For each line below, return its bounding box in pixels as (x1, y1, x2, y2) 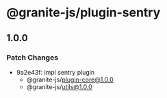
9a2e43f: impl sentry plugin (16, 68, 95, 76)
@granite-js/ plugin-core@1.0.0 (26, 75, 114, 84)
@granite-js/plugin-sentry (6, 5, 161, 21)
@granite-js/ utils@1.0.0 (26, 82, 93, 90)
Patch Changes (6, 53, 59, 62)
